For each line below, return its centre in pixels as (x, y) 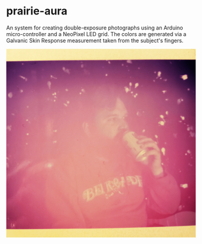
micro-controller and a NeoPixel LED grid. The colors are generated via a (96, 34)
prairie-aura (37, 11)
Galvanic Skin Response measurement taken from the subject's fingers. (95, 40)
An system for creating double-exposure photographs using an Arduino (95, 28)
